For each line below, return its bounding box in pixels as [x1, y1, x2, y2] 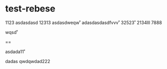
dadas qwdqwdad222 [5, 58, 50, 64]
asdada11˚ [5, 48, 26, 54]
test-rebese [5, 3, 56, 14]
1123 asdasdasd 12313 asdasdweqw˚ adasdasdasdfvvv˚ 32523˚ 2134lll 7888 [5, 19, 162, 25]
